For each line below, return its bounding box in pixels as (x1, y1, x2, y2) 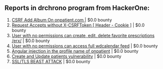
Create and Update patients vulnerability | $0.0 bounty (11, 53, 122, 59)
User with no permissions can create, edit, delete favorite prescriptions (11, 32, 155, 38)
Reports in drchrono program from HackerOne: (4, 4, 150, 12)
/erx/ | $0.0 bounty (11, 38, 50, 44)
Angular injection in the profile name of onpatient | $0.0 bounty (11, 48, 139, 54)
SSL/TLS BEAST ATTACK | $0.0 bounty (11, 58, 91, 64)
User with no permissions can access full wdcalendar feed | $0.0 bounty (11, 43, 158, 48)
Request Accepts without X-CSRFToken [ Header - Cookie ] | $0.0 (11, 22, 145, 28)
